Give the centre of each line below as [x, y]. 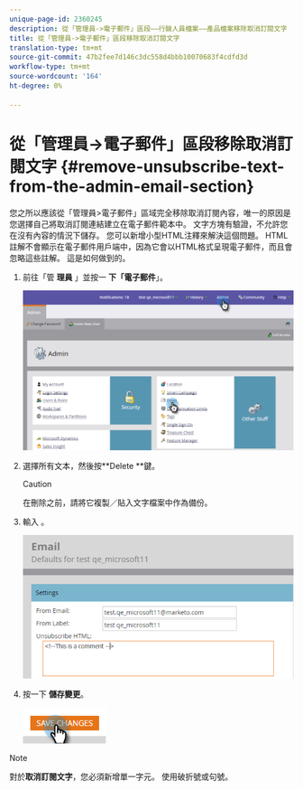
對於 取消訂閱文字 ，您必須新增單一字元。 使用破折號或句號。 [121, 776]
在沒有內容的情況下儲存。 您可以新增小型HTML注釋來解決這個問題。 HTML [149, 235]
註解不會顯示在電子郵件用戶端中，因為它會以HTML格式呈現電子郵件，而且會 [151, 246]
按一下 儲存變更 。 [55, 694]
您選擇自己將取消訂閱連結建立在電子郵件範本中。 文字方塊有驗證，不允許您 [149, 224]
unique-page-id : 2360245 [56, 19]
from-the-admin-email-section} [132, 186]
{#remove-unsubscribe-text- [172, 166]
